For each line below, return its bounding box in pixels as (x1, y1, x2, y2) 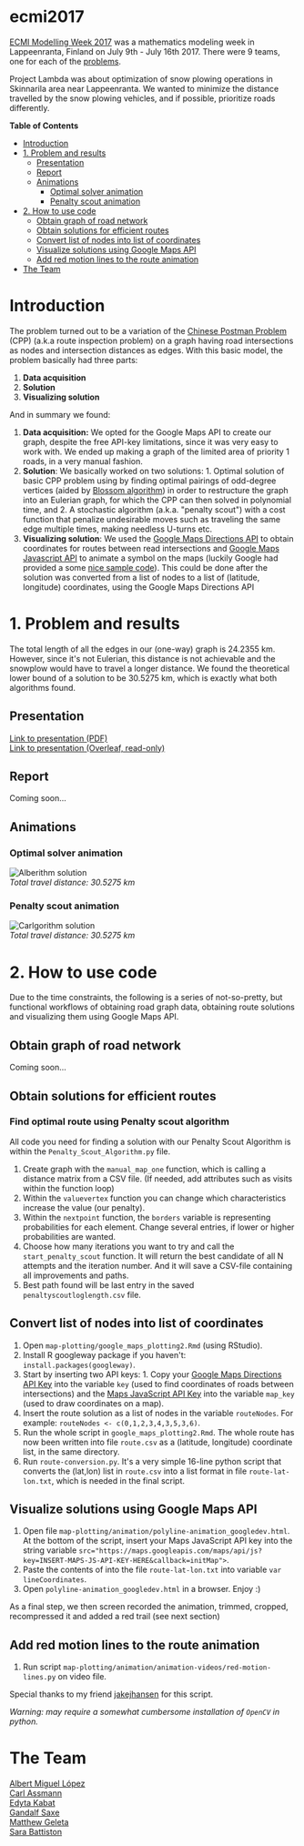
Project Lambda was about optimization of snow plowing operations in (9, 73, 273, 84)
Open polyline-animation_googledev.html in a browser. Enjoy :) (22, 1584, 261, 1595)
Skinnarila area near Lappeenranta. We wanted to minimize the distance (9, 83, 279, 94)
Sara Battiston (9, 1827, 62, 1838)
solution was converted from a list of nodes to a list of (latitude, (22, 572, 260, 583)
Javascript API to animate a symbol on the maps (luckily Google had (22, 553, 279, 563)
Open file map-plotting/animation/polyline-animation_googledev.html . (22, 1526, 290, 1537)
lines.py (22, 1673, 56, 1682)
